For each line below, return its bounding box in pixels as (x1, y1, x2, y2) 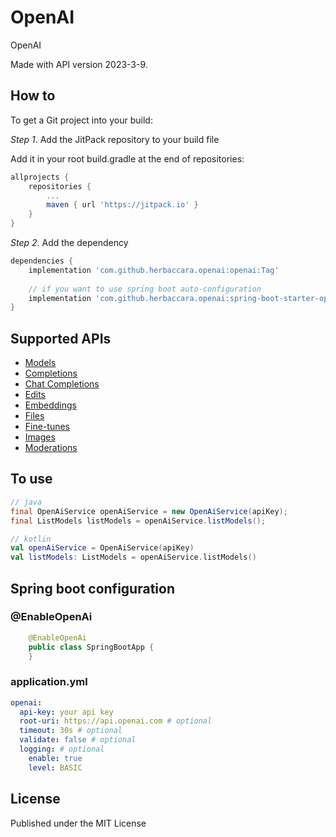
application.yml (10, 675, 88, 689)
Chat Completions (24, 378, 100, 390)
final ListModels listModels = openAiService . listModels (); (10, 516, 267, 526)
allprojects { (10, 172, 70, 182)
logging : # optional (19, 744, 105, 755)
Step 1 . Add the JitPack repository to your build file (10, 133, 220, 145)
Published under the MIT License (10, 817, 147, 829)
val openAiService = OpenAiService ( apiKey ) (10, 543, 195, 553)
